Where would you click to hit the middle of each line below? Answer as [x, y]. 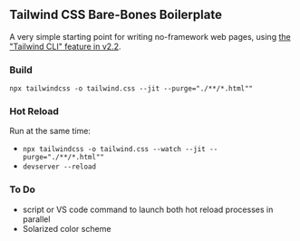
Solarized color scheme [67, 228]
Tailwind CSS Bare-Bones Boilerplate [116, 15]
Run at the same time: [50, 131]
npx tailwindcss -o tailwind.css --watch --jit [114, 149]
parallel [36, 219]
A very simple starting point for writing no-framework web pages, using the [150, 36]
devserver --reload [59, 167]
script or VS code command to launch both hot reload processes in [148, 209]
